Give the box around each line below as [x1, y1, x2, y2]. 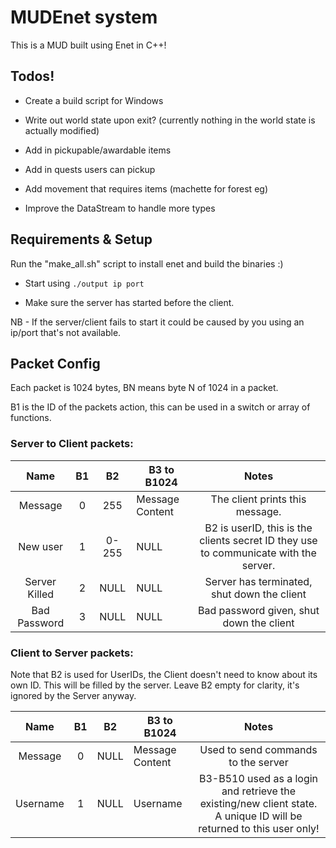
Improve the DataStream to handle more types [24, 202, 216, 214]
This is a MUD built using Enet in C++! [10, 39, 167, 51]
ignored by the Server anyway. [10, 689, 137, 701]
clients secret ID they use [199, 533, 318, 547]
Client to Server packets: [10, 646, 134, 660]
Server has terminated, [204, 574, 313, 588]
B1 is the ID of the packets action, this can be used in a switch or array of [10, 401, 311, 413]
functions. [10, 412, 52, 424]
